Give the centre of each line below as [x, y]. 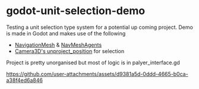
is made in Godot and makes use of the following [66, 33]
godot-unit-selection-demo [76, 11]
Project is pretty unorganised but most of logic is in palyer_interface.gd [93, 62]
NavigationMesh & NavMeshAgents [58, 45]
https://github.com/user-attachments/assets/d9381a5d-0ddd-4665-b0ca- [97, 74]
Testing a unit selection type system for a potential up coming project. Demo [99, 27]
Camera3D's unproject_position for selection [70, 51]
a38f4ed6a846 [25, 80]
